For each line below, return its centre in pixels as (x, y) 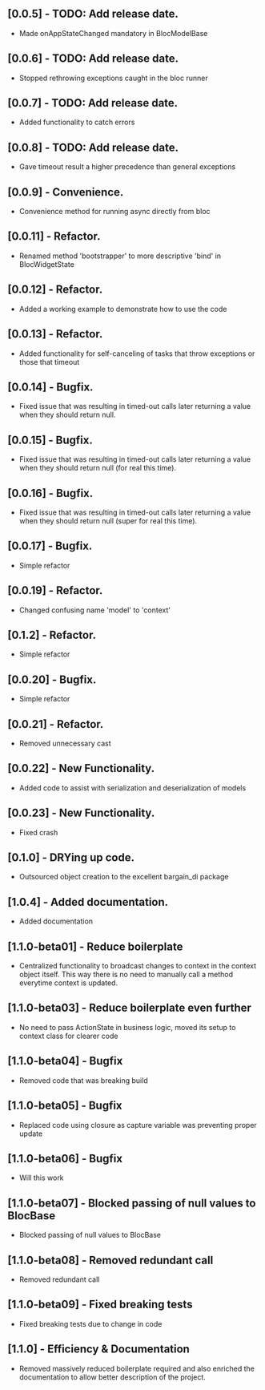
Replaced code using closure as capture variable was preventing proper (138, 1125)
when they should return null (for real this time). (98, 468)
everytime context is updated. (68, 983)
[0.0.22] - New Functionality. (81, 768)
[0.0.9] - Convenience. (66, 192)
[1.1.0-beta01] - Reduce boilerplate (95, 946)
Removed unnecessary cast (65, 743)
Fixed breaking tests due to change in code (90, 1323)
